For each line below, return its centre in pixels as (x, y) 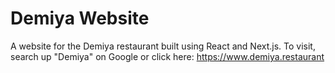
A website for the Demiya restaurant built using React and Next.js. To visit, (163, 46)
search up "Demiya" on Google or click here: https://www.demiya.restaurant (167, 56)
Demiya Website (80, 18)
